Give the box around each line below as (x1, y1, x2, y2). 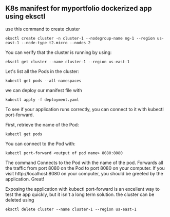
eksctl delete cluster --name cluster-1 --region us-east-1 (5, 207, 137, 212)
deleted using (5, 196, 34, 203)
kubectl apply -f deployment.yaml (5, 97, 80, 102)
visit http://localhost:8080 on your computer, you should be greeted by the (5, 170, 163, 176)
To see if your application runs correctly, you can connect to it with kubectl (5, 106, 164, 112)
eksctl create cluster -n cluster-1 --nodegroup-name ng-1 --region (5, 35, 155, 41)
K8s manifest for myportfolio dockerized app (5, 4, 153, 13)
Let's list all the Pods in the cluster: (5, 68, 80, 74)
